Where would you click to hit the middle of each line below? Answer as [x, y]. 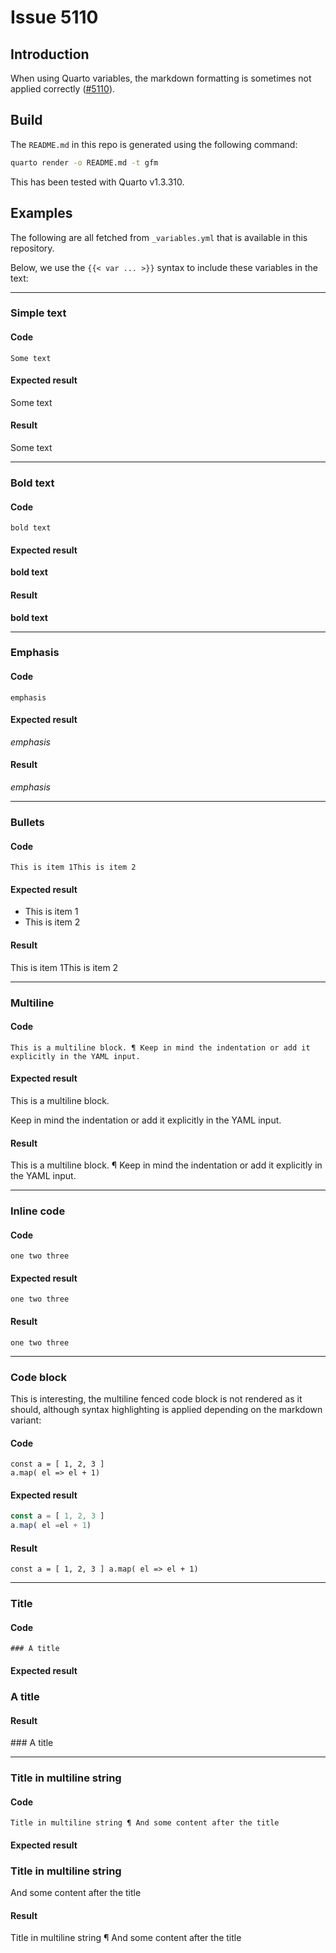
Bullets [27, 823]
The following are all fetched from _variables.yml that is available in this [159, 237]
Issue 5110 [54, 17]
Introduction [50, 54]
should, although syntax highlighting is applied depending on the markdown [166, 1409]
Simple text [38, 313]
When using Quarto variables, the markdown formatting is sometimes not [161, 78]
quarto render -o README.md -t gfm [84, 162]
